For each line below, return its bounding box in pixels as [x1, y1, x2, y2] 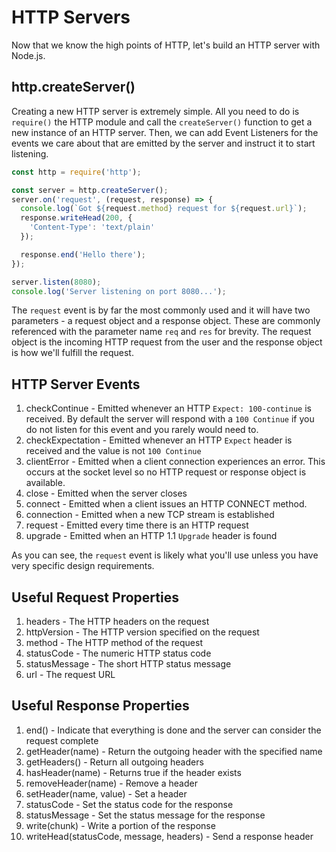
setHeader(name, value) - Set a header [25, 787, 188, 800]
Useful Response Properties [11, 697, 190, 715]
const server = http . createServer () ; [11, 185, 169, 195]
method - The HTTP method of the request [25, 637, 203, 648]
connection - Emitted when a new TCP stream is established [25, 509, 275, 521]
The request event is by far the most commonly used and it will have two [11, 304, 311, 316]
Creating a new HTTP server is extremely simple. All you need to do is [11, 105, 300, 117]
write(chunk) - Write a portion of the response [25, 819, 216, 831]
